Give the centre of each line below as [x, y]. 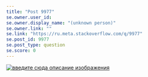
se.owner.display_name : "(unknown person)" [61, 23]
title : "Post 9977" [30, 12]
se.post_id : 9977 [28, 39]
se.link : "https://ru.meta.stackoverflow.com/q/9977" [75, 34]
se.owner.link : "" [29, 28]
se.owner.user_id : [29, 17]
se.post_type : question [36, 45]
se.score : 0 [21, 51]
